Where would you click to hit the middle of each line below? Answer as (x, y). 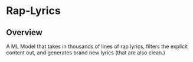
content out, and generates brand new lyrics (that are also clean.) (86, 53)
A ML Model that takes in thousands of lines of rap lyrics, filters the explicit (97, 46)
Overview (24, 32)
